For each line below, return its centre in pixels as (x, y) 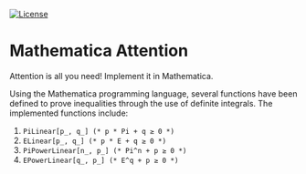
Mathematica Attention (99, 51)
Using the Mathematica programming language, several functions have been (153, 93)
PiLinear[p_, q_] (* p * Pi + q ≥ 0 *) (99, 131)
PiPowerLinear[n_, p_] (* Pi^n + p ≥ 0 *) (105, 150)
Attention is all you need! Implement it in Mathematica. (111, 76)
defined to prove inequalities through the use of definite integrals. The (141, 103)
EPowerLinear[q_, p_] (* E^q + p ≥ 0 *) (100, 160)
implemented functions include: (69, 113)
